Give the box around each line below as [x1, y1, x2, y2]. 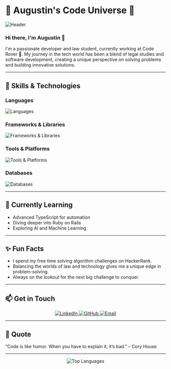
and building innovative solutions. [5, 62, 75, 68]
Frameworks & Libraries [5, 121, 65, 128]
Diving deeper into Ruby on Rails [12, 219, 81, 225]
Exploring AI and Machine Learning [12, 225, 87, 231]
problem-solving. [12, 269, 49, 275]
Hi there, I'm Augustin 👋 [5, 34, 65, 41]
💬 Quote [5, 330, 32, 338]
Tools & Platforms [5, 145, 50, 152]
